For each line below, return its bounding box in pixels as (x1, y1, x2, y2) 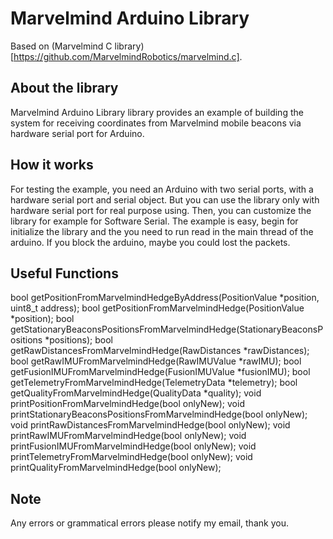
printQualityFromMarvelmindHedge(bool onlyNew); (10, 462, 222, 474)
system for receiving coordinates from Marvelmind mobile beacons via (10, 117, 302, 129)
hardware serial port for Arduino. (10, 127, 145, 139)
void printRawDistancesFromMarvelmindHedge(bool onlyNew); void (10, 419, 291, 431)
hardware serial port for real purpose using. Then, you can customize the (10, 204, 312, 216)
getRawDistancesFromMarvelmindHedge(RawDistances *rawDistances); (10, 345, 310, 357)
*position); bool (10, 313, 75, 325)
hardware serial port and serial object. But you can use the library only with (10, 193, 320, 206)
